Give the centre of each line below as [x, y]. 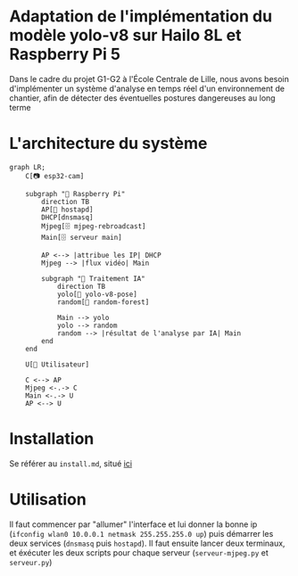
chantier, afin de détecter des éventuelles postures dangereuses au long [142, 98]
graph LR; [28, 167]
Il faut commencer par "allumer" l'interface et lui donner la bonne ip [133, 524]
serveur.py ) [31, 562]
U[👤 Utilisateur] [58, 364]
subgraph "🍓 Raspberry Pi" [75, 193]
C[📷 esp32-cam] [55, 176]
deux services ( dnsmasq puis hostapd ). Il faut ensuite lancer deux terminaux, [147, 543]
